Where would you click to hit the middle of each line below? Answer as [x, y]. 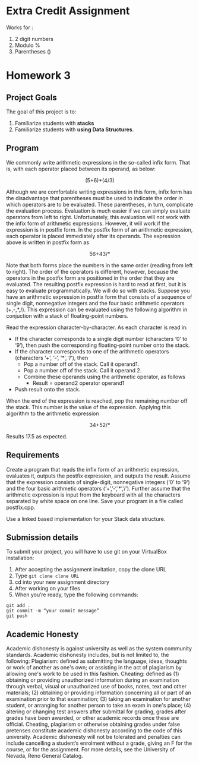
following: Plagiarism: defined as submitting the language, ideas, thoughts [97, 661]
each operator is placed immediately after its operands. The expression [94, 236]
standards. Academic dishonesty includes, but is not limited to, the [88, 655]
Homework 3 [39, 76]
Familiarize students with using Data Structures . [74, 129]
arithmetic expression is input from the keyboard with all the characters [93, 495]
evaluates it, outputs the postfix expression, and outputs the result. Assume [99, 476]
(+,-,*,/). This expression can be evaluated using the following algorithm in [97, 309]
